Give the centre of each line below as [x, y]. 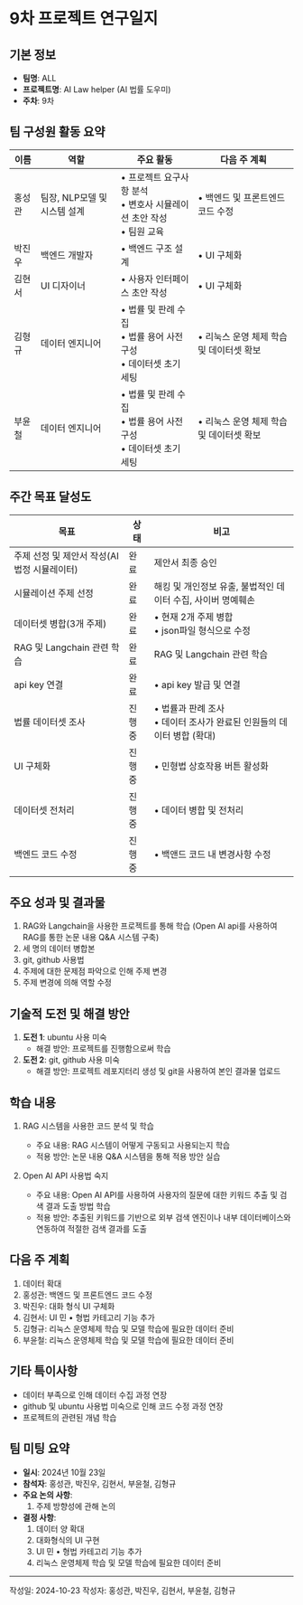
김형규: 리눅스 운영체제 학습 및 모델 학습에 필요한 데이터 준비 [128, 1328]
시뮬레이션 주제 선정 [54, 593]
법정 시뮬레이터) [46, 569]
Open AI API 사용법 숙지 [65, 1175]
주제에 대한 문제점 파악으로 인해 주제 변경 [95, 971]
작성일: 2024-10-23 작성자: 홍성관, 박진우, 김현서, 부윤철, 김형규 [123, 1590]
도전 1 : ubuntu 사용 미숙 [64, 1037]
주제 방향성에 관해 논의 [76, 1506]
